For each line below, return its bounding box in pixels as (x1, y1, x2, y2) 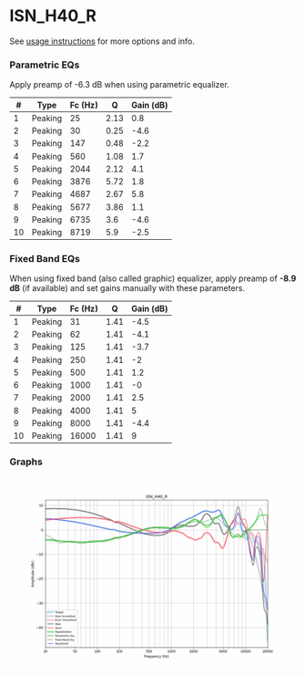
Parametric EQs (9, 58, 80, 71)
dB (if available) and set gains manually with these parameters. (9, 283, 246, 294)
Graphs (9, 455, 43, 468)
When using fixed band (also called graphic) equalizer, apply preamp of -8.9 (9, 273, 297, 284)
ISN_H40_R (9, 5, 97, 26)
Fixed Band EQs (9, 252, 80, 265)
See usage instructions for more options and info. (9, 36, 196, 47)
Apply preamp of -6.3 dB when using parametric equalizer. (9, 79, 229, 90)
